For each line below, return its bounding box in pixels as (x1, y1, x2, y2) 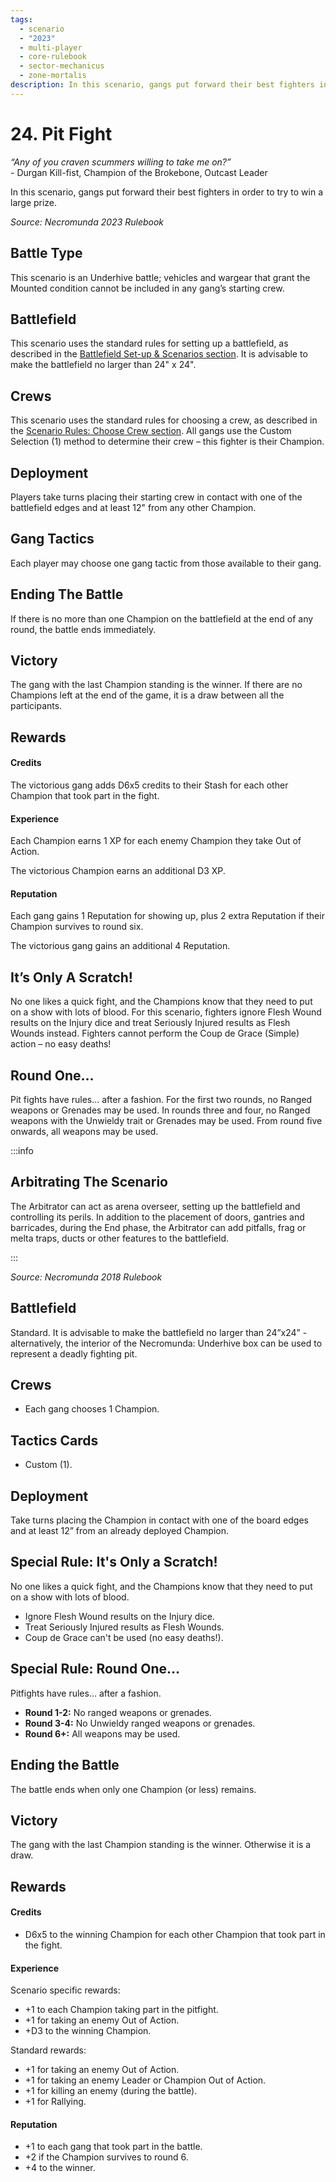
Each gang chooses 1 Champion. (24, 1403, 160, 1415)
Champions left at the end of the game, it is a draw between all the (10, 689, 285, 701)
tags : (10, 14, 33, 25)
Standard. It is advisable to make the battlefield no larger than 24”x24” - (10, 1326, 308, 1338)
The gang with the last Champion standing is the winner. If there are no (10, 679, 303, 691)
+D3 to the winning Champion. (24, 2025, 152, 2037)
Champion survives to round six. (10, 921, 144, 933)
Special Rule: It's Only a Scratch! (10, 1554, 218, 1571)
